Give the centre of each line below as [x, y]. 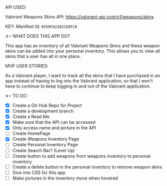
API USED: [16, 7]
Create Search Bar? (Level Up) [44, 150]
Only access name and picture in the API [54, 128]
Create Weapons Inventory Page [46, 139]
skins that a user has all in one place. [43, 56]
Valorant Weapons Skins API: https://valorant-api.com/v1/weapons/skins [80, 17]
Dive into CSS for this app [39, 172]
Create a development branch [43, 111]
